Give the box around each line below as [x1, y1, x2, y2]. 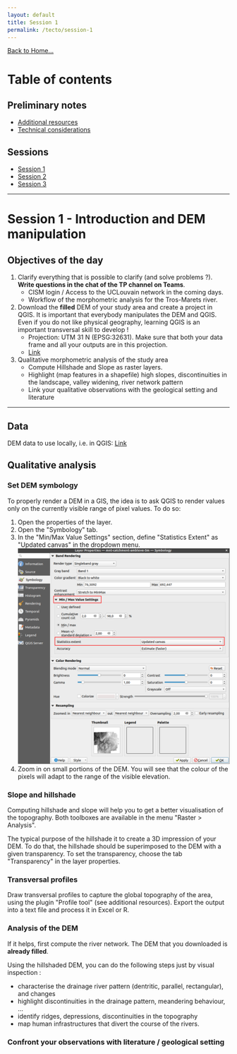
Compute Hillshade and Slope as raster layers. [28, 363, 163, 372]
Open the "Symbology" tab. [17, 525, 98, 533]
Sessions [7, 146, 49, 158]
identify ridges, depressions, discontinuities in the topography [17, 1012, 198, 1020]
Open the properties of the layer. [17, 518, 113, 526]
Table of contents [7, 71, 113, 88]
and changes [17, 989, 56, 997]
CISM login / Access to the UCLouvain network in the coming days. [28, 288, 224, 297]
